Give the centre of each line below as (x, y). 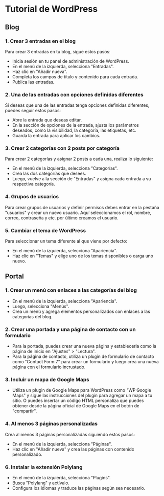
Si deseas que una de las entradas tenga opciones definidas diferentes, (77, 105)
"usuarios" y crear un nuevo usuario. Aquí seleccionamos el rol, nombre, (78, 213)
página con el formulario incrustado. (49, 367)
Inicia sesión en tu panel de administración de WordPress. (71, 61)
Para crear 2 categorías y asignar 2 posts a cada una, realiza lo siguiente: (79, 159)
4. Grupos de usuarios (32, 197)
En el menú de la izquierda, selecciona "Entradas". (63, 66)
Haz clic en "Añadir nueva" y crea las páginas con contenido (73, 449)
